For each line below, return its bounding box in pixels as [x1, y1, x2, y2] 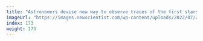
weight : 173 [6, 25, 36, 32]
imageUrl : [6, 14, 31, 20]
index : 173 [6, 20, 34, 26]
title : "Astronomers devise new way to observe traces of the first [6, 8, 182, 15]
